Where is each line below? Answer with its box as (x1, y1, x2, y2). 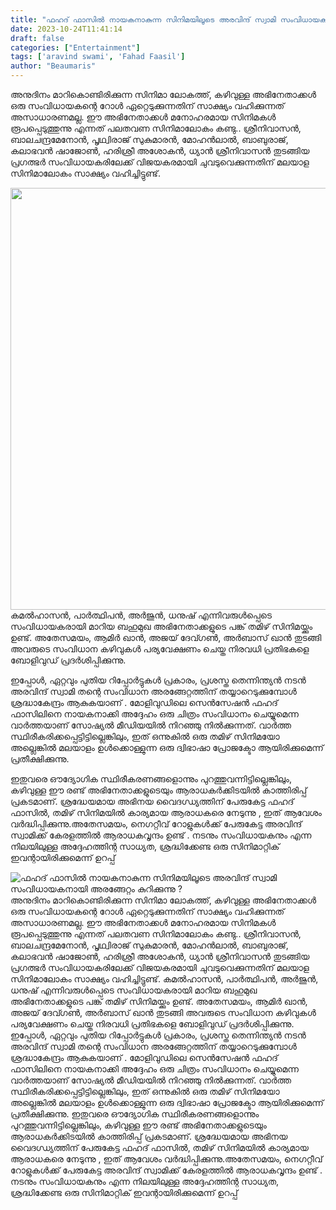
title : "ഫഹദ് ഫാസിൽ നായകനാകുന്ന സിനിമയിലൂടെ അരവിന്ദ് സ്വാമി (10, 14, 277, 25)
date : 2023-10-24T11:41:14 (10, 24, 123, 34)
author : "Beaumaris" (10, 61, 97, 71)
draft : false (10, 33, 65, 43)
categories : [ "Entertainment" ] (10, 42, 141, 53)
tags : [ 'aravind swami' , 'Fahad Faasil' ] (10, 52, 186, 62)
